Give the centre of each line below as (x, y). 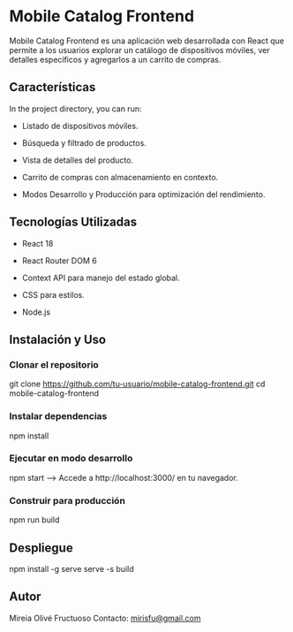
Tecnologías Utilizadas (73, 222)
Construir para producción (68, 500)
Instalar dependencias (58, 416)
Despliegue (41, 548)
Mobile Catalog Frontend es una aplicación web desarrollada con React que (147, 41)
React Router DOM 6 (59, 260)
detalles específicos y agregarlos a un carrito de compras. (115, 59)
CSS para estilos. (53, 294)
